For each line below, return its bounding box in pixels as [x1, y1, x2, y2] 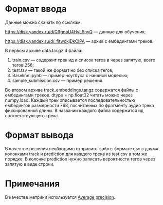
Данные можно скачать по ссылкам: [5, 19, 82, 25]
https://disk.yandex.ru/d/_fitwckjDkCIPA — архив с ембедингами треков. [5, 38, 154, 44]
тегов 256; [12, 62, 34, 68]
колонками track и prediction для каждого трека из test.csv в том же [5, 151, 147, 157]
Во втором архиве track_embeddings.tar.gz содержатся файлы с [5, 87, 139, 93]
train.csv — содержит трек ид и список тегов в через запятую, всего [12, 57, 156, 63]
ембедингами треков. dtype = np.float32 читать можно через [5, 92, 133, 98]
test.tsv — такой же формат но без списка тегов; [12, 67, 113, 73]
